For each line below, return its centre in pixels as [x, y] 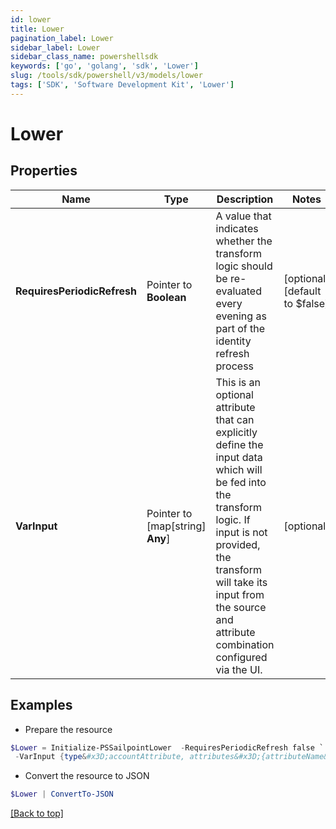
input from [240, 594]
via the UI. [239, 669]
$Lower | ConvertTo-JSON [62, 794]
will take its [241, 582]
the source [241, 607]
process [235, 366]
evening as [241, 316]
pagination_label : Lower [62, 38]
